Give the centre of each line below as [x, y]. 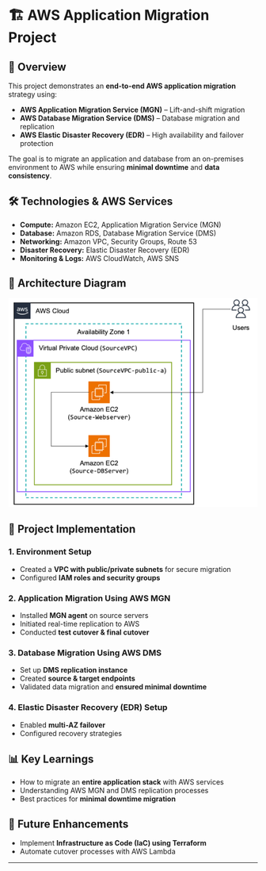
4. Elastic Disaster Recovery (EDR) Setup [88, 708]
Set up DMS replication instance [74, 670]
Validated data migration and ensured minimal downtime [113, 687]
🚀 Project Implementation [72, 530]
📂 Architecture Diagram [67, 284]
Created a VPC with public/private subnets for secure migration [125, 569]
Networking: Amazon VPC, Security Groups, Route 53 [108, 241]
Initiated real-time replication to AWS [80, 624]
